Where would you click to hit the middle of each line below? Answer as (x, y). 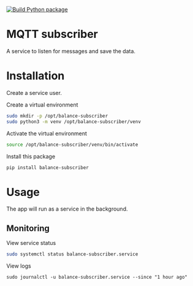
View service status (31, 243)
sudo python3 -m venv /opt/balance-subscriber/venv (74, 122)
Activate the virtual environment (47, 133)
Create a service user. (34, 92)
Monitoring (28, 228)
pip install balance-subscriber (47, 167)
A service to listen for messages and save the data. (71, 51)
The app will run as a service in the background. (67, 209)
